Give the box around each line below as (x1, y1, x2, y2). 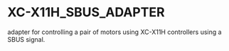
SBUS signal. (7, 35, 46, 43)
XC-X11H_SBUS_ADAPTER (7, 4, 165, 21)
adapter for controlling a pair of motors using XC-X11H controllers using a (7, 28, 222, 36)
